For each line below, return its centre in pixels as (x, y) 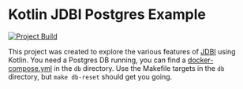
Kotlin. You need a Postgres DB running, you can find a (97, 60)
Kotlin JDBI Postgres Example (107, 15)
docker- (201, 60)
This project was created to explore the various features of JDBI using (122, 51)
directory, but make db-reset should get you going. (90, 76)
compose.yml (30, 68)
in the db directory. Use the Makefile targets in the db (139, 68)
